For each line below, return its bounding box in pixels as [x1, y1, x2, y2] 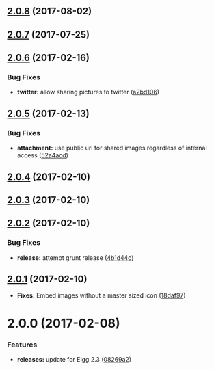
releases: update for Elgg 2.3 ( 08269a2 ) [16, 355, 132, 363]
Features [7, 340, 38, 349]
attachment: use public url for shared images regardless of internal [16, 144, 207, 153]
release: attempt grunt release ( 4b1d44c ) [16, 253, 134, 262]
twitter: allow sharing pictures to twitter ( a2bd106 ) [16, 88, 159, 96]
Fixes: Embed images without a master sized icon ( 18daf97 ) [16, 291, 186, 300]
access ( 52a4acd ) [16, 151, 68, 159]
